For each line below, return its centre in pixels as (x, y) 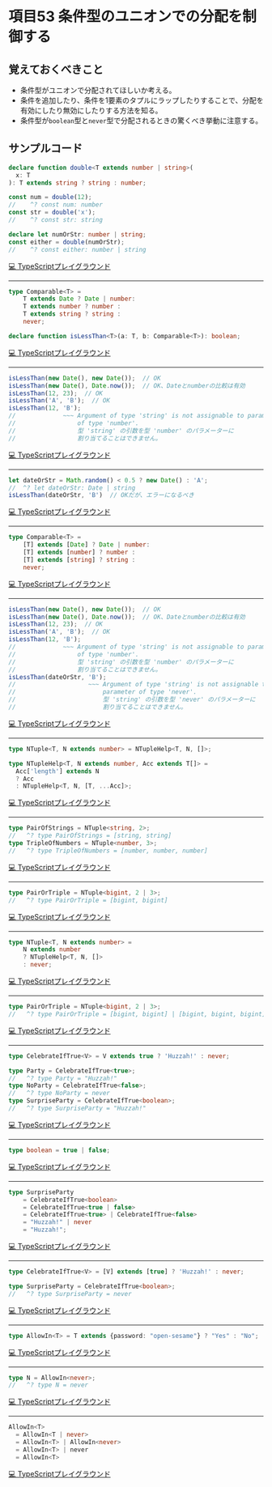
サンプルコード (45, 149)
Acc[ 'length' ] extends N (57, 771)
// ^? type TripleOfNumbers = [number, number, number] (108, 851)
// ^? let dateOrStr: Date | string (72, 488)
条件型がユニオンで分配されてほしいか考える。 (98, 90)
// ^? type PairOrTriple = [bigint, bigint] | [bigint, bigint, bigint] (137, 1014)
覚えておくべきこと (56, 69)
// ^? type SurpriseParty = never (70, 1294)
